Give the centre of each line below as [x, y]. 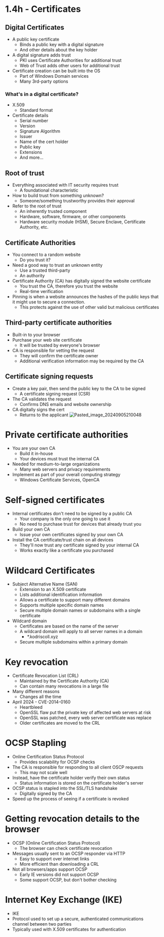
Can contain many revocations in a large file [64, 686]
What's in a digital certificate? [42, 94]
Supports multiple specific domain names [62, 605]
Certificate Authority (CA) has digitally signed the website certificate [82, 281]
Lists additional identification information [61, 594]
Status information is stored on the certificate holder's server [82, 783]
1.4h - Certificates [43, 9]
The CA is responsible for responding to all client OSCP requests [78, 767]
